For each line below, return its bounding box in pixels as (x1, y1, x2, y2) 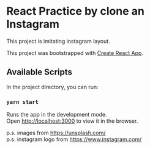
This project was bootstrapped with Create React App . (6, 49, 144, 56)
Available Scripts (6, 67, 72, 78)
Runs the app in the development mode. (6, 111, 107, 118)
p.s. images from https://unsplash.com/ (6, 129, 106, 137)
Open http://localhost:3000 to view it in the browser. (6, 117, 138, 125)
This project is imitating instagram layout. (6, 37, 110, 45)
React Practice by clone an (6, 4, 145, 18)
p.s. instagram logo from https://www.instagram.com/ (6, 136, 142, 143)
